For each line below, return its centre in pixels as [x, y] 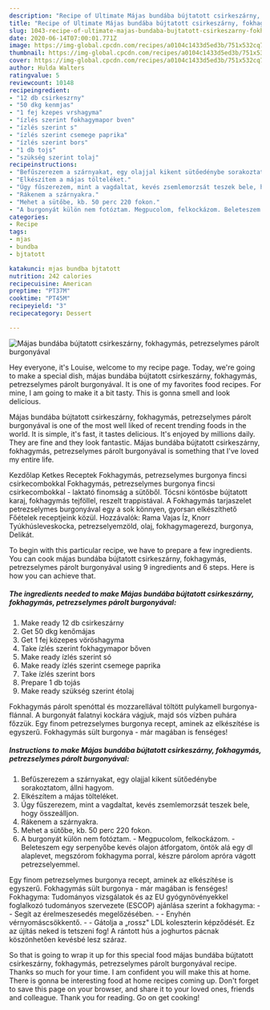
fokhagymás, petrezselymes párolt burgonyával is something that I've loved [134, 450]
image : [20, 46]
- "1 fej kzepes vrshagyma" [56, 113]
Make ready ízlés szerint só [66, 656]
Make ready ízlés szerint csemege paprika [91, 665]
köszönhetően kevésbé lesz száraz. [68, 939]
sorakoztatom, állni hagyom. [67, 787]
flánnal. [22, 715]
